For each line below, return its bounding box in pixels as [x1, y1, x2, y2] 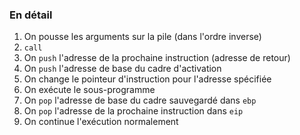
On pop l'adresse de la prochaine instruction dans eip [23, 105, 244, 117]
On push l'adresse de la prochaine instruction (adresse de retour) [23, 52, 291, 64]
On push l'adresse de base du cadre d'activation [23, 63, 222, 75]
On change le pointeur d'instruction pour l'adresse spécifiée [23, 73, 272, 85]
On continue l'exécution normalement [23, 116, 179, 128]
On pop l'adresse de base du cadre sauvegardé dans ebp [23, 94, 257, 107]
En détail [9, 8, 53, 22]
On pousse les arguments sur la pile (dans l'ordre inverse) [23, 31, 262, 43]
